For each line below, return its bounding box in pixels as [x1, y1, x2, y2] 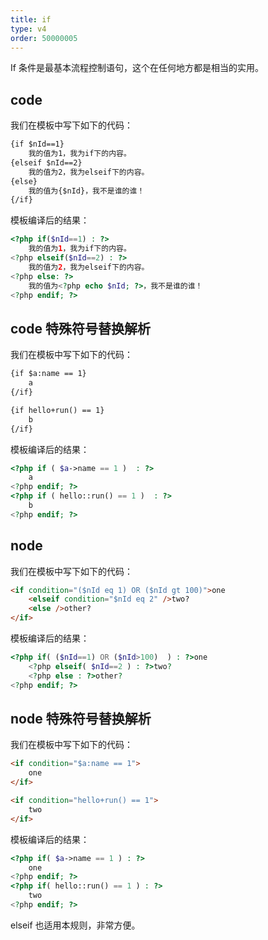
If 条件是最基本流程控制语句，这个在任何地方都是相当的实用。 [10, 62, 264, 74]
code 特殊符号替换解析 [10, 320, 151, 337]
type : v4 [10, 24, 47, 34]
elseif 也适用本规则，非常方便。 [10, 919, 141, 931]
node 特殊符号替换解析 [10, 710, 152, 727]
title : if [10, 14, 52, 25]
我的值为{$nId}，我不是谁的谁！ [28, 186, 145, 196]
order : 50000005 [10, 33, 78, 43]
